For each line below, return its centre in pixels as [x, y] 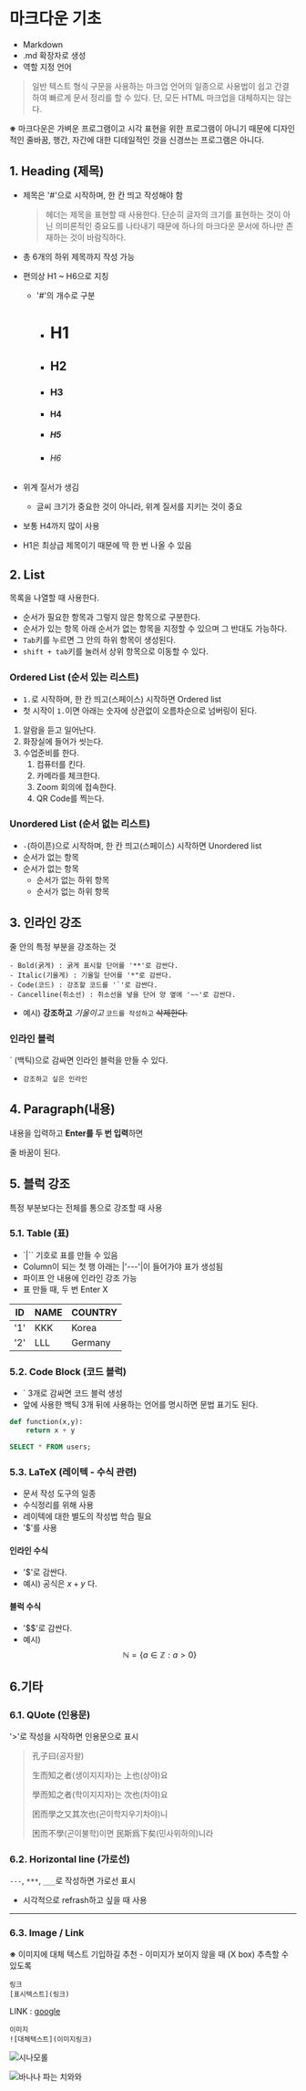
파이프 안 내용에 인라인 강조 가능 [80, 1277]
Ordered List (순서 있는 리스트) [74, 678]
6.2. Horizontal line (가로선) [70, 1859]
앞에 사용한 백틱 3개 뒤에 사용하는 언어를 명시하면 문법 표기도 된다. [140, 1405]
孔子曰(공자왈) [58, 1756]
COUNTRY [95, 1312]
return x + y [51, 1430]
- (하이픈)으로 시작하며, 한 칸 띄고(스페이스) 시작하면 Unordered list [142, 846]
